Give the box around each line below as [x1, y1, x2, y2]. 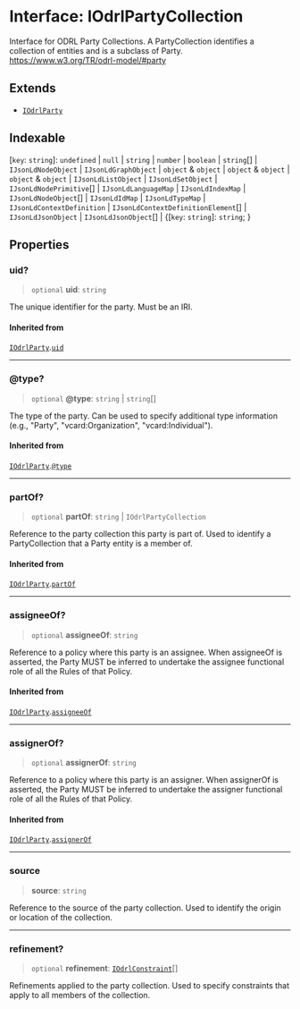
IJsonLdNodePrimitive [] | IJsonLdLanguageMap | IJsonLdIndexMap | [9, 182, 246, 193]
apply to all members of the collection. [9, 990, 151, 1001]
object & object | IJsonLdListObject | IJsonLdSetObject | [9, 173, 218, 184]
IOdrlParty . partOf [9, 579, 76, 589]
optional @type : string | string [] [30, 393, 156, 403]
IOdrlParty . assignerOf [9, 834, 92, 844]
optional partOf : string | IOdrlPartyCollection [30, 512, 207, 522]
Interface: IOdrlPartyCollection [9, 6, 244, 27]
